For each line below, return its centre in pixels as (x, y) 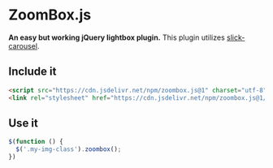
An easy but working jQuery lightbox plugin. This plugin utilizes (117, 37)
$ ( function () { (36, 142)
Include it (32, 72)
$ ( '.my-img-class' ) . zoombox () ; (69, 149)
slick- (236, 37)
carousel (23, 45)
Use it (23, 123)
